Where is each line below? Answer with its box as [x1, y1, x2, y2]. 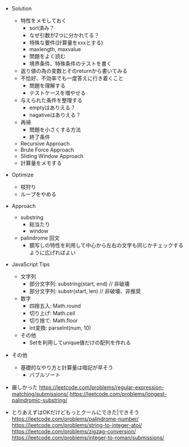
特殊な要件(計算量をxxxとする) [29, 39, 104, 46]
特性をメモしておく [20, 17, 67, 24]
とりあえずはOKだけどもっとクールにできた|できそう [11, 409, 140, 416]
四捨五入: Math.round [29, 303, 81, 309]
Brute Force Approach [20, 146, 75, 153]
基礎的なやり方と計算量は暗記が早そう [20, 364, 113, 371]
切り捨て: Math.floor [29, 317, 78, 324]
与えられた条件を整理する [20, 97, 83, 103]
